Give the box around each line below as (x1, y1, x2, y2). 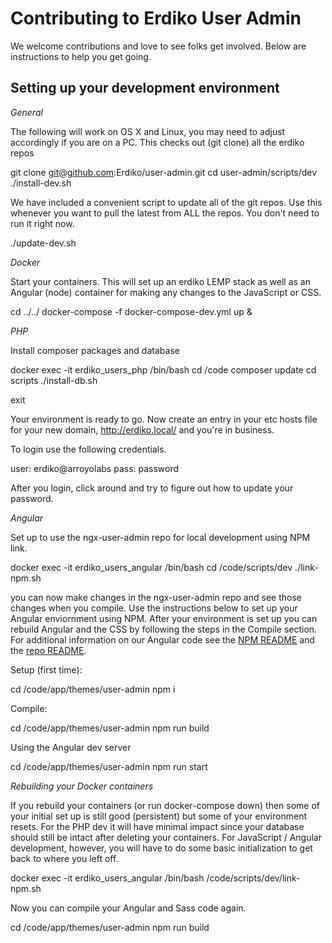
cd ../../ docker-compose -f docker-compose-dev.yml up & (10, 305, 253, 317)
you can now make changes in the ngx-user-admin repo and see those (10, 591, 302, 603)
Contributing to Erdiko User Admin (10, 7, 302, 30)
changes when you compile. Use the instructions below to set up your (10, 602, 298, 614)
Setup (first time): (10, 663, 83, 676)
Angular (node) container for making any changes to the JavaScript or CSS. (10, 286, 322, 298)
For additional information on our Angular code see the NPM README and (10, 633, 315, 646)
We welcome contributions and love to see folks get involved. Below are (10, 40, 307, 52)
